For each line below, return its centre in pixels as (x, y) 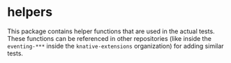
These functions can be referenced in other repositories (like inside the (109, 38)
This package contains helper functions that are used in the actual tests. (111, 31)
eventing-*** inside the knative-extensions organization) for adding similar (116, 46)
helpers (30, 12)
